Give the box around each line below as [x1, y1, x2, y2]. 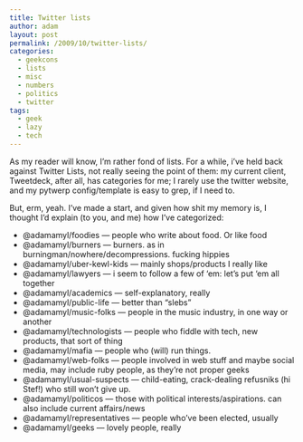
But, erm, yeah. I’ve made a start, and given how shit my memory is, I [9, 202, 267, 213]
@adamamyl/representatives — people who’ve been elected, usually [22, 412, 279, 423]
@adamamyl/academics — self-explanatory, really [22, 287, 211, 298]
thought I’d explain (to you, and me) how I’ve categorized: [9, 212, 224, 223]
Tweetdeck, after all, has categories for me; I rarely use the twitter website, [9, 175, 289, 186]
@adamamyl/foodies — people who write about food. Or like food [22, 229, 268, 240]
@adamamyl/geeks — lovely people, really [22, 422, 182, 433]
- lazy [17, 123, 43, 132]
